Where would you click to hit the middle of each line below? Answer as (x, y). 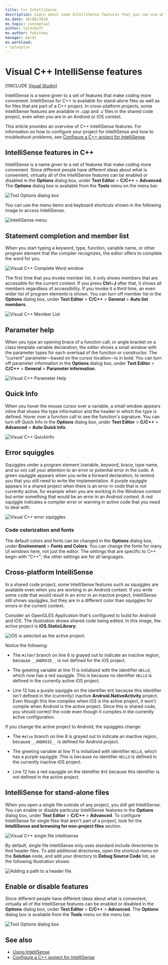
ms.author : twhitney (27, 33)
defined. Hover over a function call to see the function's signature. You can (82, 416)
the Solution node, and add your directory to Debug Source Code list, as (80, 856)
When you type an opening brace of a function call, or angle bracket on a (80, 342)
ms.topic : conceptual (28, 24)
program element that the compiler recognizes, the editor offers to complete (84, 253)
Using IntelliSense (31, 952)
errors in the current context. (35, 605)
